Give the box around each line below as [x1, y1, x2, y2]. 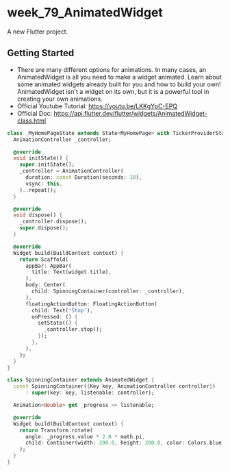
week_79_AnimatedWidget [7, 5, 163, 21]
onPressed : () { [31, 313, 78, 320]
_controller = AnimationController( [19, 168, 125, 175]
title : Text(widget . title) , [31, 269, 112, 275]
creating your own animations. [16, 95, 103, 103]
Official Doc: [16, 109, 53, 117]
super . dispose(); [19, 225, 69, 232]
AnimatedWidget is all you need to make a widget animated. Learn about [16, 73, 222, 81]
